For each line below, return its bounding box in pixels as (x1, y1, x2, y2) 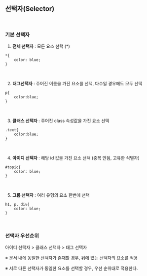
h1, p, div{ (5, 202, 30, 207)
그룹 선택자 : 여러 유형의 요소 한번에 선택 (12, 192, 90, 198)
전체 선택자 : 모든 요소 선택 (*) (12, 43, 70, 49)
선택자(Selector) (5, 4, 55, 13)
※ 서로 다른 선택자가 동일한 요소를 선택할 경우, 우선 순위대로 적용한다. (5, 265, 138, 272)
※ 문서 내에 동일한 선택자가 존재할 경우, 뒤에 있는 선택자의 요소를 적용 (5, 255, 138, 261)
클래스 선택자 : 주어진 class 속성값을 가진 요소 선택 (12, 118, 110, 124)
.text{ (5, 127, 19, 133)
